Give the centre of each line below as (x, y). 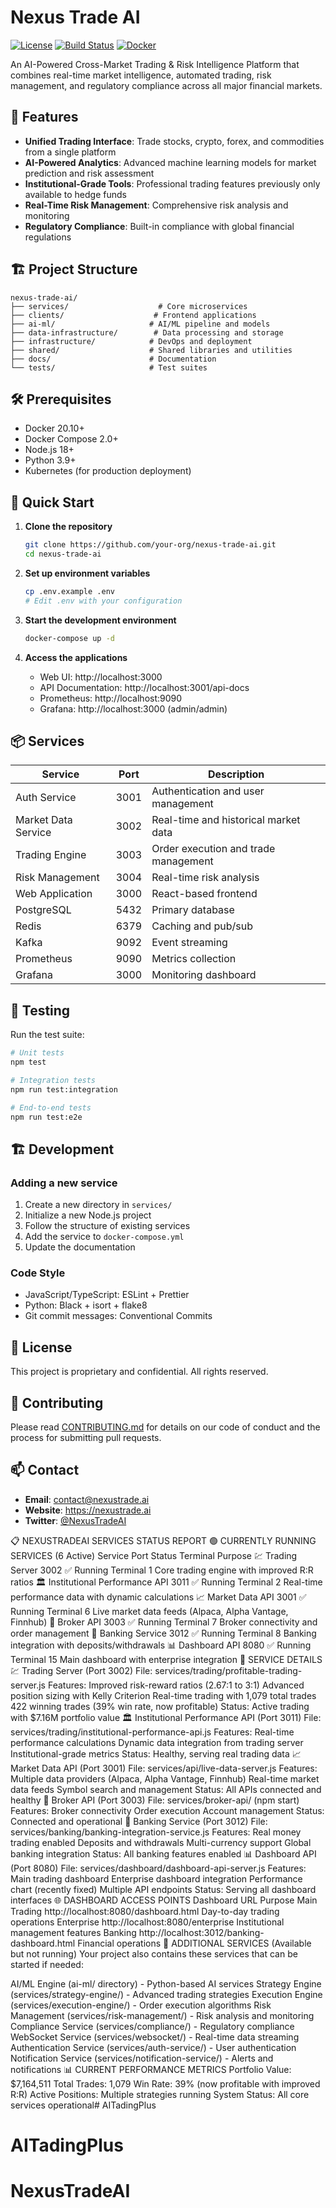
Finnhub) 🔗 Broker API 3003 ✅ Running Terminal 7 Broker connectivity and (164, 1622)
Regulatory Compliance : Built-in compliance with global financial (159, 226)
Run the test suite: (47, 1035)
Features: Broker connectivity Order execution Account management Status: (167, 1810)
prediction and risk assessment (89, 173)
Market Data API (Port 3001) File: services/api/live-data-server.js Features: (164, 1768)
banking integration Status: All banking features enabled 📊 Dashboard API (163, 1853)
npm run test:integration (64, 1089)
